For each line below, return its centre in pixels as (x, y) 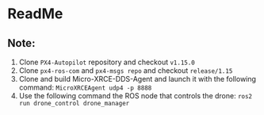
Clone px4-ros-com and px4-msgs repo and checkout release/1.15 (126, 71)
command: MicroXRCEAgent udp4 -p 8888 (85, 87)
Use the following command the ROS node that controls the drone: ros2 (136, 96)
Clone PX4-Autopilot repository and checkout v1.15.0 (107, 62)
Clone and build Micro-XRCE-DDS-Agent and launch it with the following (138, 79)
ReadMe (35, 14)
